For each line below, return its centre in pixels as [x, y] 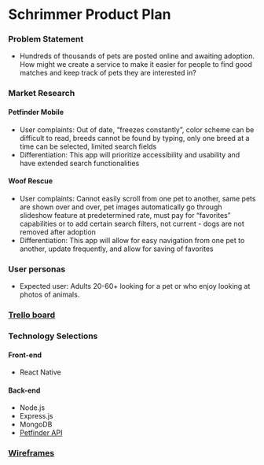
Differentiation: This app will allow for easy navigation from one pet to [132, 240]
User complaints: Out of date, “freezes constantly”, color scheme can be [137, 129]
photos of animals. [49, 295]
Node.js [32, 408]
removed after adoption [58, 232]
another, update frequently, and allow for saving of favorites [116, 249]
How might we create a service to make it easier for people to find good [136, 65]
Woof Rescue [31, 181]
